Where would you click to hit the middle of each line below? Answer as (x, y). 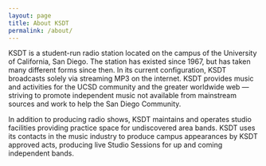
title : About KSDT (39, 23)
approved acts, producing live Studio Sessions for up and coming (115, 145)
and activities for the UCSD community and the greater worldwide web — (129, 87)
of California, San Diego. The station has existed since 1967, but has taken (129, 61)
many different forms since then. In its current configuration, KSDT (117, 70)
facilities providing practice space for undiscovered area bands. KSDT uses (132, 128)
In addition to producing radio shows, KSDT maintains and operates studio (130, 120)
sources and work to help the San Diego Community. (95, 104)
